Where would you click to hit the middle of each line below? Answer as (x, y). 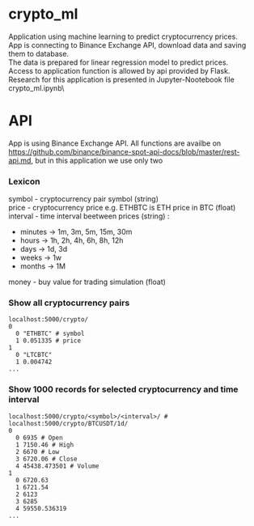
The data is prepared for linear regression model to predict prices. (119, 62)
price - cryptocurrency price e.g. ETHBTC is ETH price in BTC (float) (122, 208)
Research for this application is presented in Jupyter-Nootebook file (121, 79)
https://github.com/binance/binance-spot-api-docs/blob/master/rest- (124, 151)
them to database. (39, 53)
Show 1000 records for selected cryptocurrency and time (123, 389)
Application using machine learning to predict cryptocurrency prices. (123, 36)
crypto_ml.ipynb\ (36, 88)
